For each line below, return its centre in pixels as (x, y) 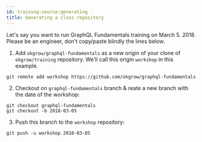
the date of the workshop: (47, 94)
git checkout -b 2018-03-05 (42, 111)
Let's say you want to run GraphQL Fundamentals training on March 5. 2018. (101, 34)
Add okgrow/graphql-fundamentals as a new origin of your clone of (98, 53)
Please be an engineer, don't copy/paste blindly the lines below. (86, 41)
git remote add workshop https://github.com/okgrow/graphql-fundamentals (101, 77)
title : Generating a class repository (55, 18)
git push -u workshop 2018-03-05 (48, 133)
